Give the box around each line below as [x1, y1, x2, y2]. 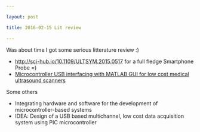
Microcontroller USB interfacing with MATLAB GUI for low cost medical [14, 70, 189, 77]
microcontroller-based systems [14, 106, 93, 113]
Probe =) [14, 64, 37, 71]
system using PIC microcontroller [14, 118, 97, 125]
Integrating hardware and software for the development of [14, 99, 158, 107]
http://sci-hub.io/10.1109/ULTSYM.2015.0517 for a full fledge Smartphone [14, 58, 194, 65]
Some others [6, 88, 38, 95]
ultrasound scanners [14, 77, 66, 84]
